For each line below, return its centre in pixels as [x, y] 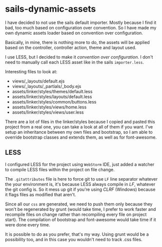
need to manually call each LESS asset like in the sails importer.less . [75, 62]
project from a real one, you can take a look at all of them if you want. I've [79, 127]
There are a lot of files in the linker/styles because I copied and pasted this [80, 122]
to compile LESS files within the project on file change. [60, 169]
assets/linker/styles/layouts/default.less [52, 97]
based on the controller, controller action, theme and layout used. [71, 47]
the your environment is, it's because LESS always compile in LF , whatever [80, 184]
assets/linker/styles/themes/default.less [52, 91]
